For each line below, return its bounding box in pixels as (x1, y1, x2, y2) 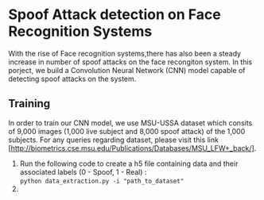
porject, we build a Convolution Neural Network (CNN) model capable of (8, 65, 246, 75)
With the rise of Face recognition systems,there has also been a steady (8, 48, 241, 58)
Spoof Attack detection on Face (8, 6, 221, 24)
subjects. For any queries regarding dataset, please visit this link (8, 135, 219, 144)
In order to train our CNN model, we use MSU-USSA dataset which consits (8, 117, 253, 128)
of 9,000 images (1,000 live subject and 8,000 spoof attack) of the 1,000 (8, 126, 246, 136)
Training (8, 97, 51, 110)
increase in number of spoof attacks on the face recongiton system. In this (8, 57, 253, 67)
